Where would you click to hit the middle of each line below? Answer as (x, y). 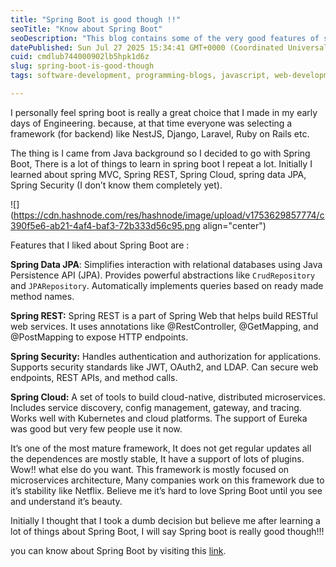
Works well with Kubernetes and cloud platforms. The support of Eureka (159, 418)
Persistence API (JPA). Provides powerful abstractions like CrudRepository (163, 275)
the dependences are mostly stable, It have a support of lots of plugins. (157, 458)
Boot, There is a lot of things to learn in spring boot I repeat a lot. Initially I (161, 163)
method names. (42, 296)
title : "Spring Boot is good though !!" (96, 19)
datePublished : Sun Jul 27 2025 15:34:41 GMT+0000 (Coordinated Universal (169, 47)
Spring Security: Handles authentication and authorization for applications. (166, 356)
